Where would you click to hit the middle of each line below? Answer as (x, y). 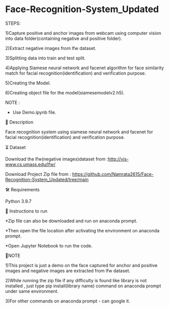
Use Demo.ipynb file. (34, 112)
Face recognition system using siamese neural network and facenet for (79, 132)
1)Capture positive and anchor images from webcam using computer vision (83, 33)
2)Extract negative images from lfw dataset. (51, 48)
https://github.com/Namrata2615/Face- (113, 174)
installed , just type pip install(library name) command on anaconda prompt (83, 286)
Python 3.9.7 (18, 201)
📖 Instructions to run (26, 211)
